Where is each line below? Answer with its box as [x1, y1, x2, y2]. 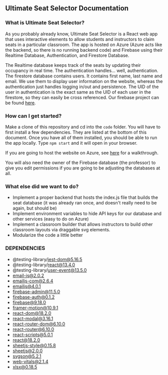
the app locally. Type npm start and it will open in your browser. [5, 140, 138, 146]
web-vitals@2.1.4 [12, 358, 49, 364]
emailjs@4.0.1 [12, 283, 41, 289]
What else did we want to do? [5, 183, 79, 190]
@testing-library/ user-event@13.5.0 [12, 267, 87, 273]
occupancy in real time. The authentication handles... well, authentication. [5, 67, 159, 73]
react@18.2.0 [12, 337, 40, 343]
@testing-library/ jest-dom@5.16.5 [12, 256, 82, 262]
